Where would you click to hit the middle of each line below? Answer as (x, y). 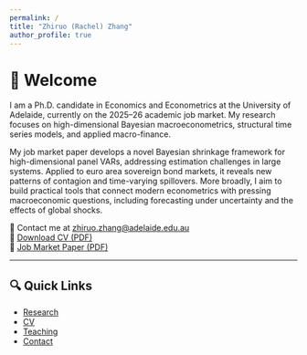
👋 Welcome (53, 80)
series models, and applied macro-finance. (90, 134)
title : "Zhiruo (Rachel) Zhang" (71, 26)
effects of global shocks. (56, 210)
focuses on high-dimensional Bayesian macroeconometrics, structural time (151, 125)
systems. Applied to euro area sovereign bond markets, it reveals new (141, 172)
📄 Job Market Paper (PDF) (59, 247)
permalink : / (34, 18)
